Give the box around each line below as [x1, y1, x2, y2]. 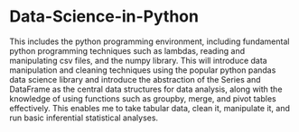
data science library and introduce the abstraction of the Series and [9, 74, 261, 84]
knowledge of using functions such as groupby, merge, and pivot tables [9, 92, 277, 104]
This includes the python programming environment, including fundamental [9, 36, 290, 47]
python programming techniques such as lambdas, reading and [9, 45, 246, 56]
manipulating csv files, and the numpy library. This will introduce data [9, 55, 268, 66]
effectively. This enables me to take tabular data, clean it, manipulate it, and [9, 102, 291, 113]
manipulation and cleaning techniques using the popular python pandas [9, 65, 276, 75]
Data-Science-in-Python [9, 6, 199, 27]
